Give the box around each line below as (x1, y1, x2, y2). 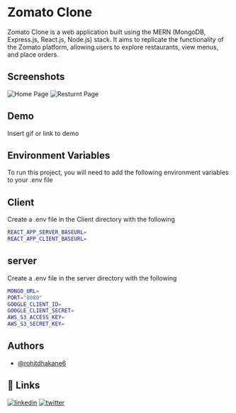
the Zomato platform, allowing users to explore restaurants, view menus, (7, 43, 219, 51)
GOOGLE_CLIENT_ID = (7, 300, 62, 308)
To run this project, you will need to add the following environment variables (7, 168, 229, 177)
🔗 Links (7, 380, 40, 392)
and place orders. (7, 50, 59, 59)
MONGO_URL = (7, 288, 40, 295)
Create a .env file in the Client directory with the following (7, 215, 176, 224)
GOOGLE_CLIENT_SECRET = (7, 307, 74, 315)
